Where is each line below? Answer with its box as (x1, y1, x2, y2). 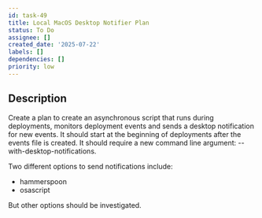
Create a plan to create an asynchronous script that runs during (8, 113, 214, 122)
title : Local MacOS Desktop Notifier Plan (8, 19, 149, 27)
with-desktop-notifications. (8, 146, 97, 156)
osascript (19, 185, 50, 194)
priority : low (8, 63, 55, 71)
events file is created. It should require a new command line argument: (8, 138, 237, 147)
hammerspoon (19, 176, 67, 186)
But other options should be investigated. (8, 200, 142, 209)
